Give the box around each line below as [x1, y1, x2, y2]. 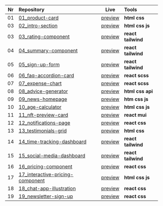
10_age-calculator [18, 104, 62, 110]
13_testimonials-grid [18, 127, 67, 134]
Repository [18, 6, 45, 13]
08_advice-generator [18, 88, 68, 94]
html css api [124, 88, 153, 94]
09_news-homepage [18, 96, 67, 103]
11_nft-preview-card [18, 112, 68, 118]
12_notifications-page [18, 120, 70, 126]
